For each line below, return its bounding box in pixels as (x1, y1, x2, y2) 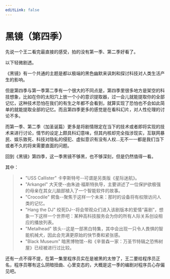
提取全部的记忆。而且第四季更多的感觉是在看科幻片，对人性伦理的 (22, 106, 160, 112)
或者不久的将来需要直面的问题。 (5, 143, 72, 149)
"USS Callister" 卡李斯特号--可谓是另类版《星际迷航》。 (25, 175, 140, 181)
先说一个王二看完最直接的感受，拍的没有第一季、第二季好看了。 (5, 49, 138, 55)
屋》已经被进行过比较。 (25, 245, 74, 251)
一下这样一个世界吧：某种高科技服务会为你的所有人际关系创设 (29, 213, 158, 219)
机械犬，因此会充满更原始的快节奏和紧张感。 (29, 232, 123, 238)
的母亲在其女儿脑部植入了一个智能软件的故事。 (25, 187, 123, 193)
